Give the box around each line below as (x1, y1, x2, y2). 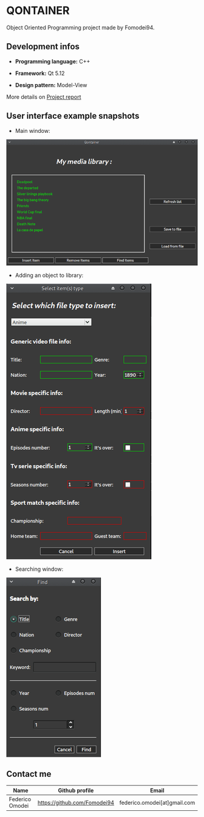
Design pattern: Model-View (15, 81, 87, 88)
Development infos (6, 41, 80, 52)
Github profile (58, 787, 94, 794)
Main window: (15, 127, 50, 134)
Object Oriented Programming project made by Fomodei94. (6, 24, 155, 31)
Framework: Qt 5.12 (15, 70, 65, 77)
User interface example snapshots (6, 111, 140, 121)
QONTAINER (6, 4, 70, 18)
